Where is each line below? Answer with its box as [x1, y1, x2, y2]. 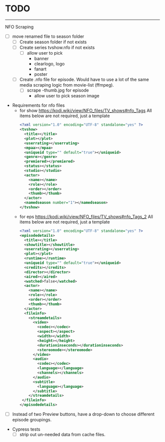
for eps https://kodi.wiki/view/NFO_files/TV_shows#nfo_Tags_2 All [19, 214, 153, 220]
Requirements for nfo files [12, 102, 65, 108]
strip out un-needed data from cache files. [19, 432, 106, 438]
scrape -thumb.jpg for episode [27, 87, 89, 94]
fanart [34, 66, 47, 72]
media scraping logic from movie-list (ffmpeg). [19, 82, 114, 88]
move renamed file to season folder [12, 33, 84, 39]
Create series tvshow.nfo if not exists [19, 45, 95, 51]
